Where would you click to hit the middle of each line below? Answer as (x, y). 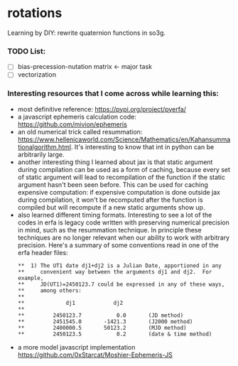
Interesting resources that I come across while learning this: (113, 94)
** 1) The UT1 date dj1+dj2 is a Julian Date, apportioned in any (119, 265)
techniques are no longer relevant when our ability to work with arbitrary (123, 237)
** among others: (49, 290)
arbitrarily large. (41, 154)
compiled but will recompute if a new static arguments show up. (111, 207)
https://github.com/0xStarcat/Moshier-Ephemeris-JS (95, 355)
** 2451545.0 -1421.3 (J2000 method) (105, 321)
